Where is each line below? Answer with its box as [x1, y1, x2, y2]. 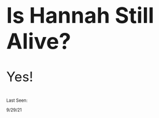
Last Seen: [6, 97, 28, 103]
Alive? [6, 28, 71, 55]
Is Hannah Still [6, 2, 154, 29]
